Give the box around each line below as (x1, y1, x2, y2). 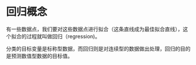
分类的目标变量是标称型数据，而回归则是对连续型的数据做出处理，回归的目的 (6, 45, 191, 52)
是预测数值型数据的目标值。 (6, 52, 73, 59)
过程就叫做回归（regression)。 (26, 32, 101, 39)
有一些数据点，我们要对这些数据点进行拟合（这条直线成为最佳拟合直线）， (6, 26, 183, 32)
